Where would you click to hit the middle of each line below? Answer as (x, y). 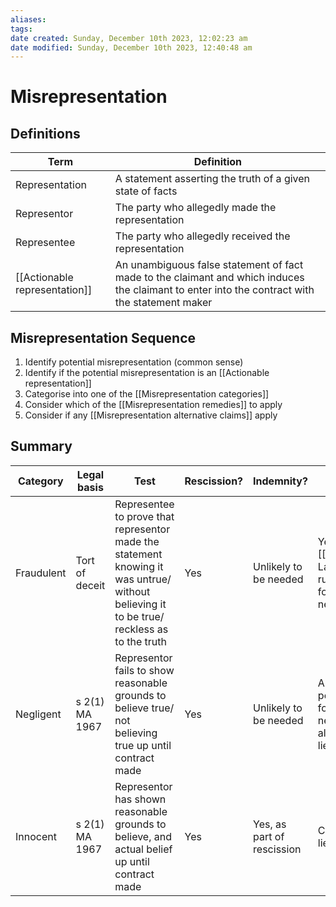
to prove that (144, 516)
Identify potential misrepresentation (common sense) (134, 362)
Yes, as (270, 824)
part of (269, 836)
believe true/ (144, 708)
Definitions (45, 133)
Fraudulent (41, 573)
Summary (41, 446)
